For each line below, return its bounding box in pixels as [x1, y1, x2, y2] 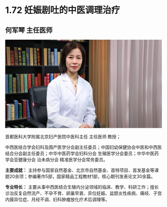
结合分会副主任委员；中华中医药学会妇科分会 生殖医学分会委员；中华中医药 [5, 150, 159, 156]
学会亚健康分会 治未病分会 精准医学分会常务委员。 [5, 156, 108, 162]
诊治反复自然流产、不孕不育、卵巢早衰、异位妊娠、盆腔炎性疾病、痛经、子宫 [5, 190, 162, 196]
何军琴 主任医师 [5, 26, 53, 34]
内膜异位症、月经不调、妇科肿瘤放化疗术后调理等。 [5, 196, 110, 202]
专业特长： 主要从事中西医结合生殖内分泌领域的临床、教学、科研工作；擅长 [5, 184, 159, 190]
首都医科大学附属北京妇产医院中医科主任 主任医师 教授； [5, 133, 121, 139]
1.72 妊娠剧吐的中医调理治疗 [5, 4, 120, 16]
